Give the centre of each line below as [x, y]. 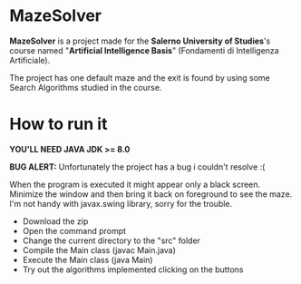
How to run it [58, 124]
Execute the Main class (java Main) [87, 260]
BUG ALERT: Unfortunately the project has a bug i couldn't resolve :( [137, 166]
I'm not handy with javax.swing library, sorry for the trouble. [121, 203]
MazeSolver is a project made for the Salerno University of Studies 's [140, 41]
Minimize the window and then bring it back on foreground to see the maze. [151, 194]
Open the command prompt [74, 230]
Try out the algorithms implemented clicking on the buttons [133, 269]
